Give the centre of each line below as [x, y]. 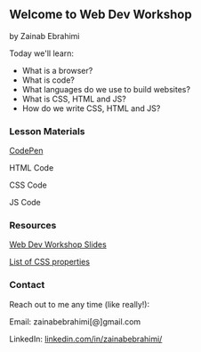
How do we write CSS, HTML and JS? [91, 108]
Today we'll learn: [41, 53]
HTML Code [32, 168]
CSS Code [28, 185]
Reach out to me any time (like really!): [80, 304]
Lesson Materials [47, 131]
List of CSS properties [50, 262]
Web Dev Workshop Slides [58, 244]
